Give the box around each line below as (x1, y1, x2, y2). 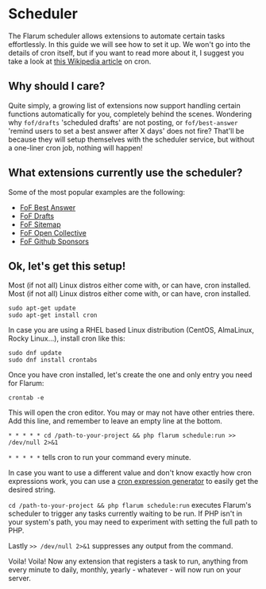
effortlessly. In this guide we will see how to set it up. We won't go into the (8, 39, 251, 49)
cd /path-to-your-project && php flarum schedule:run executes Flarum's (8, 501, 252, 510)
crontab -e (8, 394, 44, 402)
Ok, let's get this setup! (8, 259, 126, 273)
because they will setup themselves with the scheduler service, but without (8, 135, 255, 144)
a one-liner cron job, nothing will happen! (8, 142, 143, 152)
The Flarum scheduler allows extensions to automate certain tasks (8, 31, 226, 41)
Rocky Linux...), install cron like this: (8, 334, 125, 343)
